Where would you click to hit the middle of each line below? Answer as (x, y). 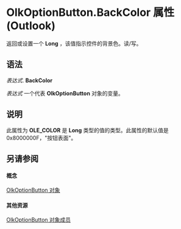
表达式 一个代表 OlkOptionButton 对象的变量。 (65, 93)
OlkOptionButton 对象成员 (39, 220)
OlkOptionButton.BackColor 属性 (90, 12)
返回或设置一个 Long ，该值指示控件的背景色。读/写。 (74, 43)
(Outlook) (31, 26)
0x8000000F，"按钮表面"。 (41, 138)
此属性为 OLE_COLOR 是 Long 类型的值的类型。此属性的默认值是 (87, 130)
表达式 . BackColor (30, 80)
